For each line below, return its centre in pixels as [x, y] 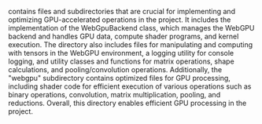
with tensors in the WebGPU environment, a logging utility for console [121, 53]
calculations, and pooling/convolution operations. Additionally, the [115, 69]
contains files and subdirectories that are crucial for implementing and [122, 11]
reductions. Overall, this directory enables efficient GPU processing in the [127, 103]
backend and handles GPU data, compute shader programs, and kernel [124, 36]
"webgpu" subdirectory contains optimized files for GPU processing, [119, 78]
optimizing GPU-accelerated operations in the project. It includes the [120, 20]
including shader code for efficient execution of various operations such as [130, 86]
